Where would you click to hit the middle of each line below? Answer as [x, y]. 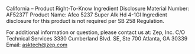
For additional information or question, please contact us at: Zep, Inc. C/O [95, 32]
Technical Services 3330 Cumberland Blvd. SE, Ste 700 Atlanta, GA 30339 [97, 38]
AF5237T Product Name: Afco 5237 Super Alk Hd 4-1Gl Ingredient [87, 15]
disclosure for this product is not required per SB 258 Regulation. [85, 21]
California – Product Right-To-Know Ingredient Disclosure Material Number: [98, 9]
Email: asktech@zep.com [37, 45]
